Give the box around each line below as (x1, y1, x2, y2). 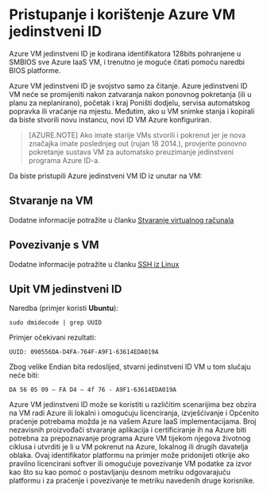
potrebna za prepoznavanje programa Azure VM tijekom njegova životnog (9, 433, 251, 443)
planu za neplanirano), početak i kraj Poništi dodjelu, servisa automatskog (9, 98, 250, 107)
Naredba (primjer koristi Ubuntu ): (9, 304, 118, 313)
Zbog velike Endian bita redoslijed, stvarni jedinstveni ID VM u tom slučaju (9, 362, 251, 371)
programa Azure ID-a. (28, 155, 100, 165)
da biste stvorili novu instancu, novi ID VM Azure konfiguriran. (9, 115, 211, 124)
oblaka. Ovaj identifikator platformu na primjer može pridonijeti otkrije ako (9, 451, 250, 460)
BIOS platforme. (9, 65, 61, 75)
